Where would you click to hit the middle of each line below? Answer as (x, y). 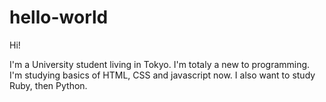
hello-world (59, 17)
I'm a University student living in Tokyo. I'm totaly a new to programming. (160, 64)
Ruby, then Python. (48, 85)
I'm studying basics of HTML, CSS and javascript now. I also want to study (162, 75)
